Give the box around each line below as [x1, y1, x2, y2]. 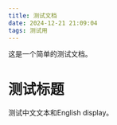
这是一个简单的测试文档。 [8, 49, 92, 59]
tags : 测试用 [8, 26, 48, 34]
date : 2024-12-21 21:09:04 [8, 19, 98, 27]
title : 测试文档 [8, 11, 57, 20]
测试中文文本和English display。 [8, 108, 114, 118]
